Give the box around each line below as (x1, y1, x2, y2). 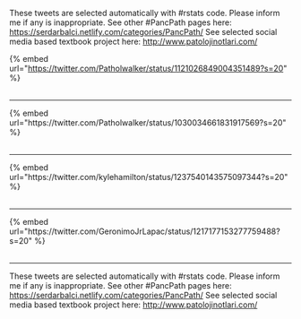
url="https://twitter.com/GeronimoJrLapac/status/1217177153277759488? (9, 226, 280, 237)
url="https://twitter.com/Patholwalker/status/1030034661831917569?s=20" (9, 117, 287, 128)
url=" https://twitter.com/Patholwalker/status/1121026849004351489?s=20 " (9, 63, 288, 73)
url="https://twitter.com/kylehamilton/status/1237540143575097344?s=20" (9, 172, 288, 182)
